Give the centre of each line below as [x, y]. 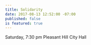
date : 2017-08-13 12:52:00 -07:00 [41, 14]
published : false [23, 19]
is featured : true [24, 23]
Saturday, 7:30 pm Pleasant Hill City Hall [46, 37]
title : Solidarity [24, 10]
